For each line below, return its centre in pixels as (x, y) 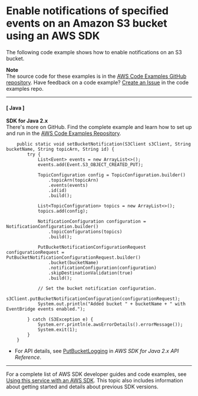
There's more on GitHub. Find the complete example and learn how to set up (99, 127)
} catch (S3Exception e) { (60, 319)
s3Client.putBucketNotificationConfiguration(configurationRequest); (93, 299)
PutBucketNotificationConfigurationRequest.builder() (74, 258)
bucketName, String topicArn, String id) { (60, 149)
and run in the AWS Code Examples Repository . (64, 133)
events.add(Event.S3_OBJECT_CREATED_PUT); (90, 165)
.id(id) (57, 191)
